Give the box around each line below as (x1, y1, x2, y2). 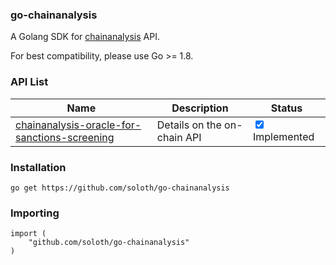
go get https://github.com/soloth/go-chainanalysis (10, 183, 230, 193)
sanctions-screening (15, 130, 115, 144)
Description (171, 101, 229, 115)
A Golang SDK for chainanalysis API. (10, 31, 160, 43)
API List (10, 75, 49, 89)
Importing (10, 206, 60, 220)
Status (270, 101, 303, 115)
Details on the (156, 118, 222, 132)
